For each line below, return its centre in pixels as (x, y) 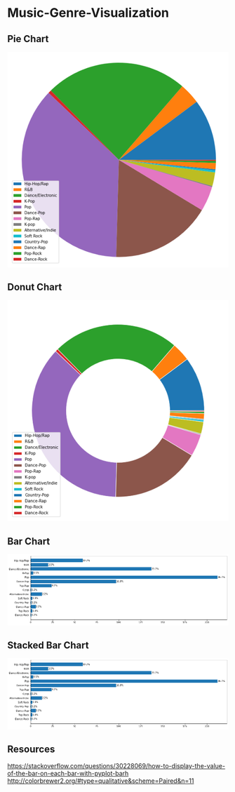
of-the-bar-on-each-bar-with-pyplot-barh (68, 774)
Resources (31, 749)
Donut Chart (35, 287)
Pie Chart (28, 39)
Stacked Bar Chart (48, 645)
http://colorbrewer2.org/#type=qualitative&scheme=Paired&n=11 (101, 781)
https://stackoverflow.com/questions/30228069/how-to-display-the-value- (116, 766)
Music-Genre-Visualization (88, 13)
